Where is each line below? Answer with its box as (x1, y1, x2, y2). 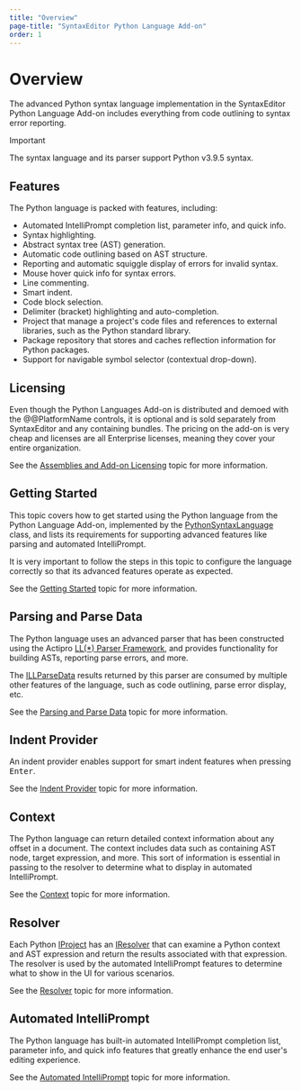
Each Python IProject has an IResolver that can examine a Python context (9, 939, 281, 950)
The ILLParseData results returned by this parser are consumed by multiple (9, 669, 288, 680)
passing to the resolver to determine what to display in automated (9, 862, 252, 873)
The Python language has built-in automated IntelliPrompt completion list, (9, 1035, 281, 1046)
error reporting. (9, 118, 66, 129)
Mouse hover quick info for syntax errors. (22, 268, 177, 279)
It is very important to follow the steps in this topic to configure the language (9, 556, 292, 567)
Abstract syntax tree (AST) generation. (22, 240, 166, 250)
